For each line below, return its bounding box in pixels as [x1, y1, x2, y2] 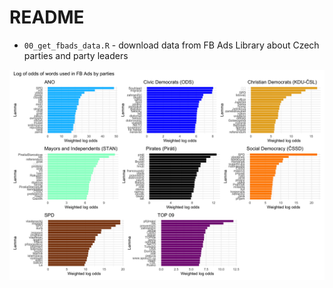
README [9, 6, 85, 29]
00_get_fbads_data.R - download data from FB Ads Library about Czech [23, 39, 320, 51]
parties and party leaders [23, 49, 129, 61]
